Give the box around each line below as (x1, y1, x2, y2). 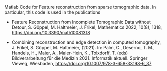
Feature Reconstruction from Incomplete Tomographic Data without (11, 19, 151, 25)
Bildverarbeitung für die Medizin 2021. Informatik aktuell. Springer (11, 55, 148, 61)
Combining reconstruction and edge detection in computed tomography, (11, 39, 161, 45)
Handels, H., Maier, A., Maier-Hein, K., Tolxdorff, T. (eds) (11, 50, 128, 56)
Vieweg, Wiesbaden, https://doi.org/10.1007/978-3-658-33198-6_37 (11, 61, 152, 66)
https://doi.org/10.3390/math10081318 (11, 30, 90, 35)
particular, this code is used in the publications (4, 9, 101, 15)
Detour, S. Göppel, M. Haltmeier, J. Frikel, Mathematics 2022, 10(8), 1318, (11, 24, 162, 30)
